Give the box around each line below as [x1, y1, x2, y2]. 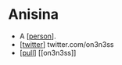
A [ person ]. [19, 31, 56, 41]
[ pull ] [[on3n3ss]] [19, 48, 77, 57]
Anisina [8, 5, 59, 23]
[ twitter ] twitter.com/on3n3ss [19, 39, 115, 49]
